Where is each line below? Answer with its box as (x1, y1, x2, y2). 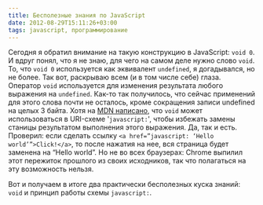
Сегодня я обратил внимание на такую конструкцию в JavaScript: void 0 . (8, 48, 255, 57)
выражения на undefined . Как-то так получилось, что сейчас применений (8, 90, 256, 99)
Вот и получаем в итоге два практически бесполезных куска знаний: (8, 180, 241, 189)
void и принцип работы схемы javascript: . (8, 188, 152, 197)
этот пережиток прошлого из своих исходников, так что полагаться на (8, 156, 247, 166)
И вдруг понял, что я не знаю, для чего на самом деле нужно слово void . (8, 56, 255, 65)
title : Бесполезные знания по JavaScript (8, 11, 146, 20)
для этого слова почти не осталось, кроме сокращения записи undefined (8, 97, 255, 107)
